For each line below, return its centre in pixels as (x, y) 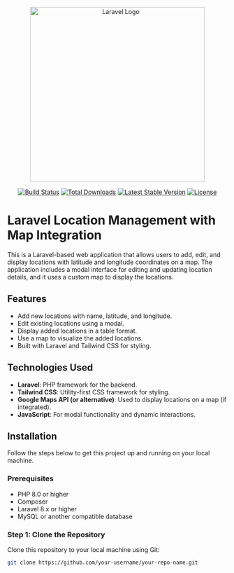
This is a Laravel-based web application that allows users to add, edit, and (114, 254)
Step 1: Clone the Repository (56, 534)
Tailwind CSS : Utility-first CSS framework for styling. (94, 392)
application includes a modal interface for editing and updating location (110, 269)
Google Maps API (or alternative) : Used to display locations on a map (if (122, 399)
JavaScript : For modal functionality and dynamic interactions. (106, 414)
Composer (32, 502)
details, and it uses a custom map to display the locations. (90, 277)
